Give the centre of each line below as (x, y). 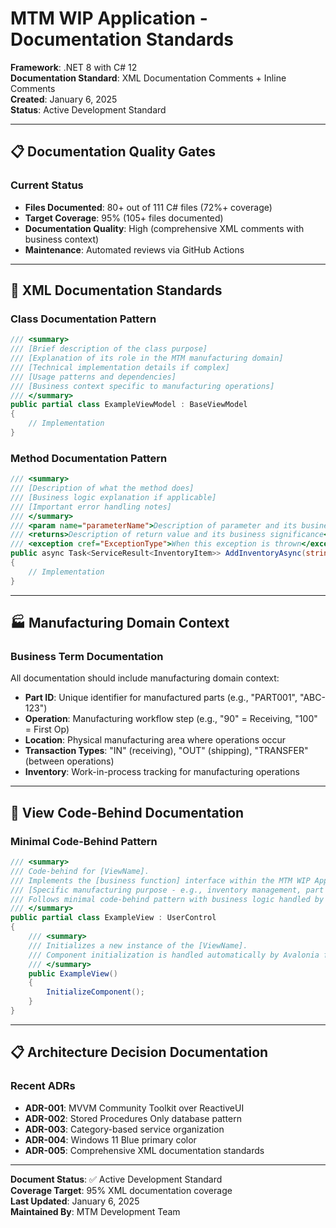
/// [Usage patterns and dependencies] (93, 377)
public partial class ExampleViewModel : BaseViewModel (129, 405)
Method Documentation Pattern (89, 458)
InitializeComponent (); (95, 992)
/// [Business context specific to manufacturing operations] (142, 386)
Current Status (47, 185)
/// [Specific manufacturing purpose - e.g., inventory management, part (167, 890)
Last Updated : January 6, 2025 (75, 1201)
